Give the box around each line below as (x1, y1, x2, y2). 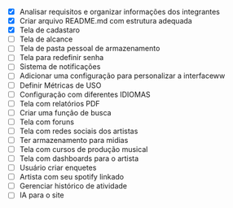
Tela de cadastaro (19, 25, 81, 35)
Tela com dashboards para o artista (19, 154, 139, 163)
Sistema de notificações (19, 62, 101, 71)
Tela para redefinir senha (19, 53, 104, 63)
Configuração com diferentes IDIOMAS (19, 89, 152, 99)
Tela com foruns (19, 117, 75, 127)
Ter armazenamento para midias (19, 135, 129, 145)
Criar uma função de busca (19, 107, 112, 117)
